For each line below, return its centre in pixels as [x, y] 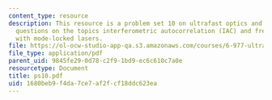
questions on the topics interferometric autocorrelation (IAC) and [134, 31]
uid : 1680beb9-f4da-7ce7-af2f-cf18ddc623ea [83, 83]
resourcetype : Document [49, 69]
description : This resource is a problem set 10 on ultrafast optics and [136, 23]
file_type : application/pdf [56, 53]
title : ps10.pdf [36, 76]
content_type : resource [49, 16]
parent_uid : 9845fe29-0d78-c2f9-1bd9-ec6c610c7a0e [96, 61]
